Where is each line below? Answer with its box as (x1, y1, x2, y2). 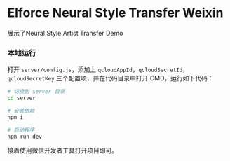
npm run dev (7, 133, 42, 140)
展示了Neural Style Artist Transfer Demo (7, 29, 123, 37)
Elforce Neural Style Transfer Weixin (7, 5, 224, 21)
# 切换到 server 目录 (7, 88, 65, 95)
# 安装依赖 (7, 107, 35, 114)
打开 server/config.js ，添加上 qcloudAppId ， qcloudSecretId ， (7, 65, 189, 74)
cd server (7, 94, 36, 102)
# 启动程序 (7, 126, 35, 134)
